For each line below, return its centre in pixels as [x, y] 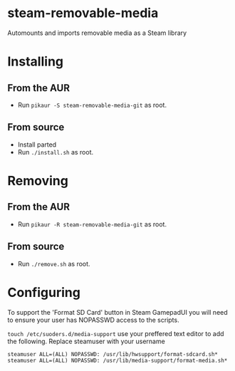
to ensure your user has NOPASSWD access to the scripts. [93, 320]
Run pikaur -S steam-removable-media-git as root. [92, 105]
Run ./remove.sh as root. [54, 263]
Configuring [44, 292]
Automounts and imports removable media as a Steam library [97, 33]
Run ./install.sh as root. [56, 152]
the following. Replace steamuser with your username [86, 341]
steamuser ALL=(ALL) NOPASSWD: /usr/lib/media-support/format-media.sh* [117, 360]
